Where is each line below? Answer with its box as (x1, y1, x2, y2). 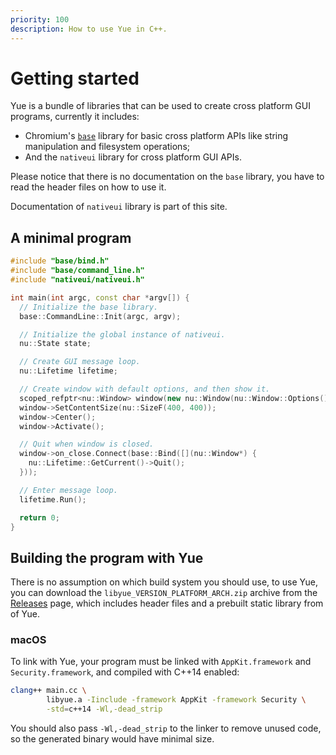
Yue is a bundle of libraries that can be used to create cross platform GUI (10, 100, 311, 112)
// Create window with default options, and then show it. (19, 384, 271, 394)
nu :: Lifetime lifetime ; (19, 366, 118, 376)
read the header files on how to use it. (10, 181, 167, 193)
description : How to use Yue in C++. (10, 24, 168, 34)
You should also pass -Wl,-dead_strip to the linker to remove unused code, (10, 722, 322, 735)
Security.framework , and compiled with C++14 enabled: (10, 666, 240, 678)
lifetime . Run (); (19, 494, 87, 505)
